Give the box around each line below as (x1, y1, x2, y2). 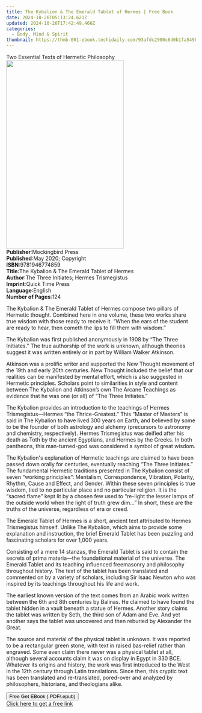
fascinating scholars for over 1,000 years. (6, 536, 109, 543)
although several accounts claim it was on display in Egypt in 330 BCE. (6, 655, 182, 662)
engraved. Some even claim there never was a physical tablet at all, (6, 648, 173, 655)
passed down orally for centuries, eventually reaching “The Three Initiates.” (6, 461, 194, 467)
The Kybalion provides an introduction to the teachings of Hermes (6, 404, 170, 411)
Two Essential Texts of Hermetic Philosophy (6, 54, 115, 60)
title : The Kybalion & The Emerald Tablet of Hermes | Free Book (6, 8, 173, 15)
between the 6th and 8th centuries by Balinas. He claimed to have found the (6, 598, 195, 605)
